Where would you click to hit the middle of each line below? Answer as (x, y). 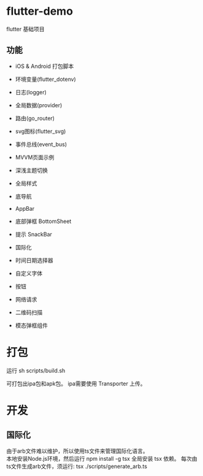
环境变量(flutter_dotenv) (46, 79)
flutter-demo (40, 11)
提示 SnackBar (33, 234)
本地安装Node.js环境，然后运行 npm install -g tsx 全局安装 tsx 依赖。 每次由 (102, 458)
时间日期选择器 (34, 260)
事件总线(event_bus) (41, 144)
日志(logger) (31, 92)
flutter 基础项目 (25, 29)
